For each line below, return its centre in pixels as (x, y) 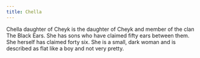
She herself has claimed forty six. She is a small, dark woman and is (91, 42)
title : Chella (24, 12)
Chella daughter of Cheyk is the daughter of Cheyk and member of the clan (100, 29)
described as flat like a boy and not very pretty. (65, 48)
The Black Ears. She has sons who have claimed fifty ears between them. (98, 35)
